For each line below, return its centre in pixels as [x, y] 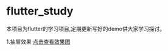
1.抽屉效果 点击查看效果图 [38, 41]
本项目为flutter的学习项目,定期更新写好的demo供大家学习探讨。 [86, 29]
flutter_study [40, 11]
